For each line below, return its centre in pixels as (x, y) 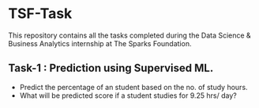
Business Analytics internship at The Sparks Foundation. (100, 43)
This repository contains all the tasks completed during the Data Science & (129, 35)
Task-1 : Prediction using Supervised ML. (111, 68)
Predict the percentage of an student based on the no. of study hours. (133, 87)
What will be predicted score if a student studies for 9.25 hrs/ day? (128, 95)
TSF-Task (40, 14)
